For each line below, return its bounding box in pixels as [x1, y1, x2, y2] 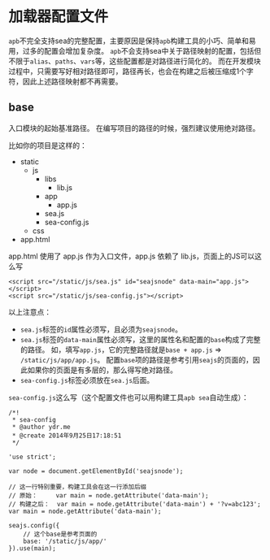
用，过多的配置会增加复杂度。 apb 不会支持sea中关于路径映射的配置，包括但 [8, 46, 262, 55]
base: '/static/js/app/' [23, 537, 107, 545]
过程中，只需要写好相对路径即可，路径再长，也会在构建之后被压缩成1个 [8, 66, 246, 76]
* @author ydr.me [11, 423, 71, 431]
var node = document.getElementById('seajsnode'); [8, 467, 184, 475]
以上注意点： [8, 306, 51, 317]
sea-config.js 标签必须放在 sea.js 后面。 [20, 375, 155, 384]
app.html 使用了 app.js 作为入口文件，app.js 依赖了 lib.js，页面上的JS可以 [8, 251, 255, 261]
